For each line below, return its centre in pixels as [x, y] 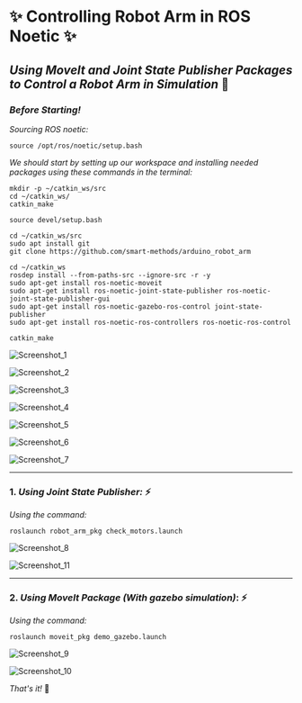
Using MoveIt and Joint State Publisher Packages [151, 70]
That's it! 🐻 [30, 689]
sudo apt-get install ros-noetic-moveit [86, 283]
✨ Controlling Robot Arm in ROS [130, 17]
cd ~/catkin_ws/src [46, 236]
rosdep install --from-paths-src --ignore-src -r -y [110, 275]
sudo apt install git [50, 243]
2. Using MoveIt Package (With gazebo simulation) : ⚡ [129, 598]
